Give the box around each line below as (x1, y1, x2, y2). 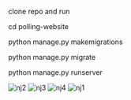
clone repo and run (8, 7, 70, 16)
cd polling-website (8, 22, 69, 31)
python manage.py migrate (8, 53, 96, 61)
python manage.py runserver (8, 68, 103, 77)
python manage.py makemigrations (8, 37, 124, 46)
